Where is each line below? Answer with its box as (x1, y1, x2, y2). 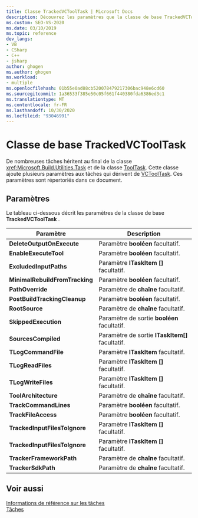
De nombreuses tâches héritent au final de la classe (6, 158, 133, 165)
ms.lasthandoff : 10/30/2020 (6, 107, 75, 113)
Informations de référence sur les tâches (6, 499, 105, 506)
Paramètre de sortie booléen (98, 314, 179, 322)
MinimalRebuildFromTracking (9, 276, 93, 284)
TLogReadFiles (9, 361, 52, 369)
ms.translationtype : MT (6, 96, 65, 102)
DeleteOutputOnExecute (9, 240, 80, 248)
